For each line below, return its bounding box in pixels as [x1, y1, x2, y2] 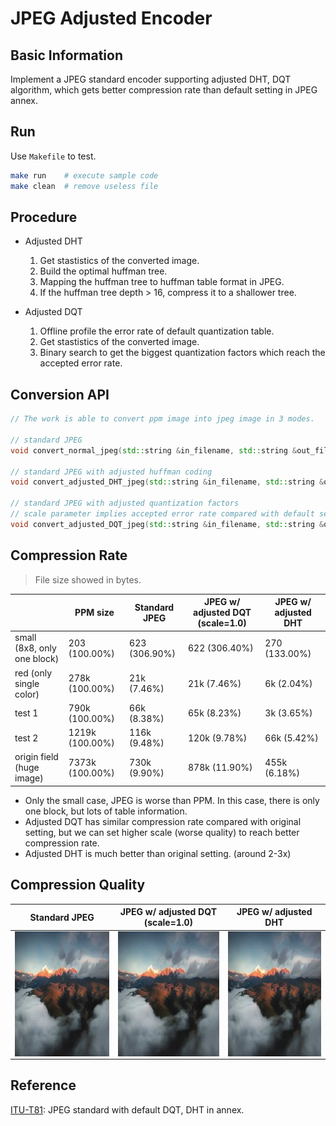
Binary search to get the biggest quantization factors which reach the [39, 347, 326, 359]
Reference [10, 1077, 77, 1094]
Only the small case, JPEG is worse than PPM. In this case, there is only [24, 794, 320, 806]
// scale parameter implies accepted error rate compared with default [10, 509, 315, 519]
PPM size [74, 607, 115, 619]
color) [14, 688, 40, 700]
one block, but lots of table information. [24, 805, 188, 817]
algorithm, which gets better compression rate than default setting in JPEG [10, 84, 318, 96]
